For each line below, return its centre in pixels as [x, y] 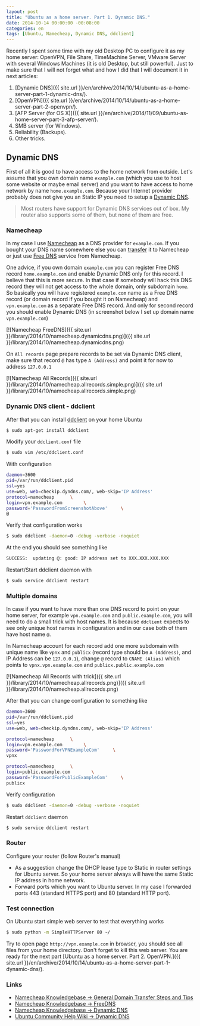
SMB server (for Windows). [48, 126]
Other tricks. [30, 138]
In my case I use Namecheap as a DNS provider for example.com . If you [93, 243]
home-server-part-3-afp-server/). [56, 119]
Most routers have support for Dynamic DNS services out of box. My [105, 208]
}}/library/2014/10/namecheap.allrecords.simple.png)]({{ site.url [84, 385]
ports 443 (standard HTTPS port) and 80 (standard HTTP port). [93, 893]
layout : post [22, 12]
